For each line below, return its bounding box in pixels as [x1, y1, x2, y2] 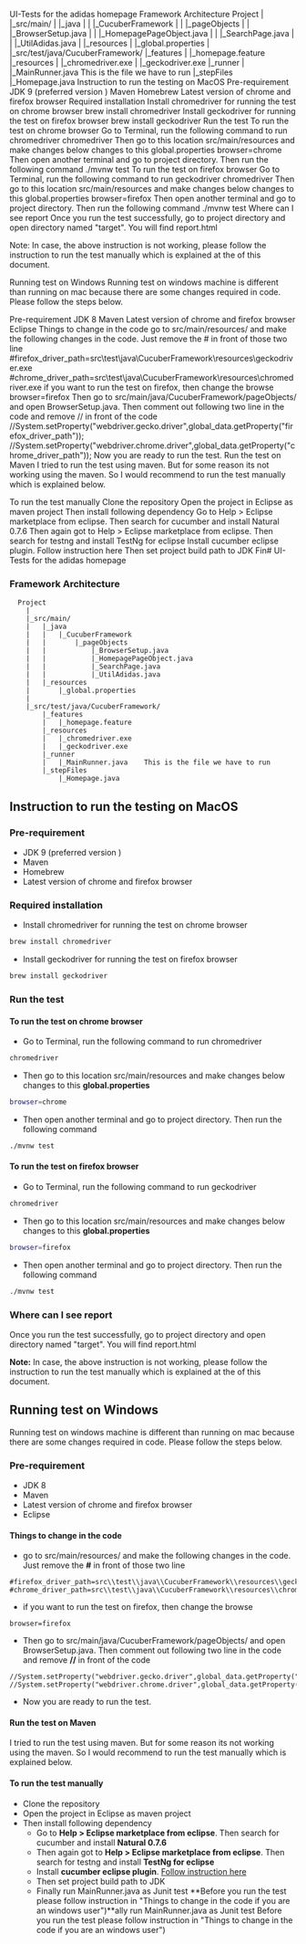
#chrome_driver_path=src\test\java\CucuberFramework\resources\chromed [9, 373, 294, 383]
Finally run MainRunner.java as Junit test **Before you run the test [36, 1886, 287, 1897]
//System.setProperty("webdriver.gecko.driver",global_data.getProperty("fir [9, 421, 293, 431]
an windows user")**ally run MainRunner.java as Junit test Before [36, 1905, 282, 1916]
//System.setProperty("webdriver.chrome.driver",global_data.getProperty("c [9, 440, 296, 451]
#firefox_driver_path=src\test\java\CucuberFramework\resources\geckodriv [9, 352, 293, 363]
